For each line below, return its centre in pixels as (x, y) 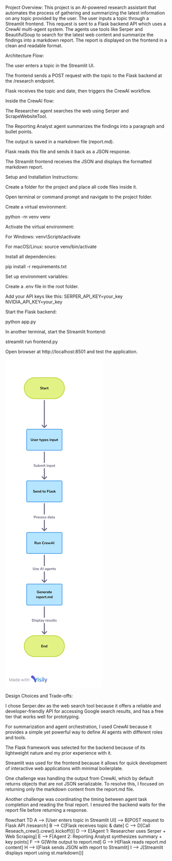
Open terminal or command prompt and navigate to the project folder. (79, 197)
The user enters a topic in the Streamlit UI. (50, 65)
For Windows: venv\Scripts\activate (43, 237)
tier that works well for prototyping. (43, 717)
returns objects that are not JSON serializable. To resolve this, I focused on (85, 784)
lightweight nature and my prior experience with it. (59, 753)
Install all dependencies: (31, 257)
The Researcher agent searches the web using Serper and (67, 111)
